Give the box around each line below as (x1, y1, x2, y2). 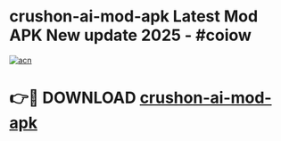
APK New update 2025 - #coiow (9, 25, 252, 46)
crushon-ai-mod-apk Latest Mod (9, 6, 259, 27)
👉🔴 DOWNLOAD (9, 87, 136, 108)
